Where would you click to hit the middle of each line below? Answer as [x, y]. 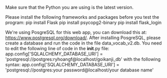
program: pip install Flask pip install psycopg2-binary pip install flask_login [83, 23]
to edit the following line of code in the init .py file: [57, 48]
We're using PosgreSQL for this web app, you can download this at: [76, 32]
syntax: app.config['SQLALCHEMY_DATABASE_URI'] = [62, 65]
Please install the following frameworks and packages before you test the [82, 17]
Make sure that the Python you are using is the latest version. [69, 7]
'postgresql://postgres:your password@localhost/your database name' [79, 70]
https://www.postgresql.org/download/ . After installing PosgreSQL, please [83, 38]
